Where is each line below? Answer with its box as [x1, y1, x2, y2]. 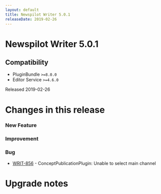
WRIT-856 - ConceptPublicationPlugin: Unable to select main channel [12, 160, 156, 166]
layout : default [5, 7, 39, 13]
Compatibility [5, 58, 48, 67]
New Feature [5, 122, 37, 129]
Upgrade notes [5, 177, 68, 189]
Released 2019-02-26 [5, 86, 50, 93]
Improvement [5, 135, 38, 142]
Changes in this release [5, 104, 105, 115]
